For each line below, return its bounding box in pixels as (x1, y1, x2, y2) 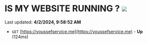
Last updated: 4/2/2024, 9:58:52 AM (4, 19, 81, 25)
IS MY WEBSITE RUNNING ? (4, 3, 120, 14)
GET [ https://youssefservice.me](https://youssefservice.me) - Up (11, 28, 143, 34)
